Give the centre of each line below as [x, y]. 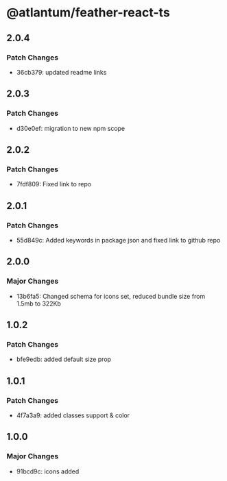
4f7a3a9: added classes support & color [73, 415]
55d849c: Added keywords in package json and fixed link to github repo [118, 240]
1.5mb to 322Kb [38, 304]
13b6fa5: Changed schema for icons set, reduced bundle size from [111, 296]
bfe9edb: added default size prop [63, 359]
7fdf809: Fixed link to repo [54, 184]
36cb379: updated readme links [61, 72]
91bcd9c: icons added [48, 471]
